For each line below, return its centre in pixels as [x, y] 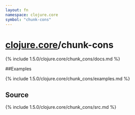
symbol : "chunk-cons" [28, 19]
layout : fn [17, 10]
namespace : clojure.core [32, 15]
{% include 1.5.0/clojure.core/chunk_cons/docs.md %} [63, 59]
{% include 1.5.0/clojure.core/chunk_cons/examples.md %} [68, 79]
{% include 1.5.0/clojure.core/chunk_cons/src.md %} [61, 107]
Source [17, 95]
